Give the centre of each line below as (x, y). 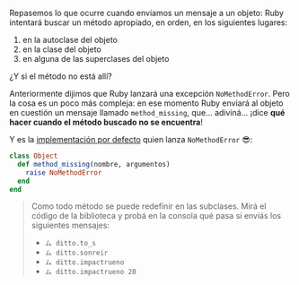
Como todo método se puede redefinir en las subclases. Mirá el (149, 206)
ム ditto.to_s (70, 244)
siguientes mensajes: (70, 225)
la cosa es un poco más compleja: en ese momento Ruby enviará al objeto (147, 103)
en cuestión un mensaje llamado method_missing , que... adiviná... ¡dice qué (147, 112)
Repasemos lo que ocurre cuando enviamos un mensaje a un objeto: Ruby (147, 13)
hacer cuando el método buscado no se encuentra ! (106, 122)
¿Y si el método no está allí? (61, 76)
